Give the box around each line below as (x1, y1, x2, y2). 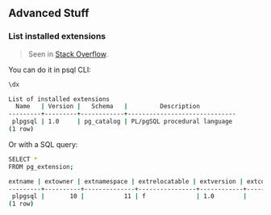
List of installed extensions (8, 95, 110, 103)
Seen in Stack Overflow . (27, 48, 109, 59)
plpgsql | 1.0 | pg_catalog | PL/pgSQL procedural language (11, 117, 233, 126)
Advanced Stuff (8, 6, 90, 20)
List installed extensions (8, 31, 106, 42)
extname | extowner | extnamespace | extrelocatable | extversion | (8, 177, 244, 185)
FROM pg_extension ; (8, 162, 74, 171)
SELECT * (8, 155, 38, 163)
